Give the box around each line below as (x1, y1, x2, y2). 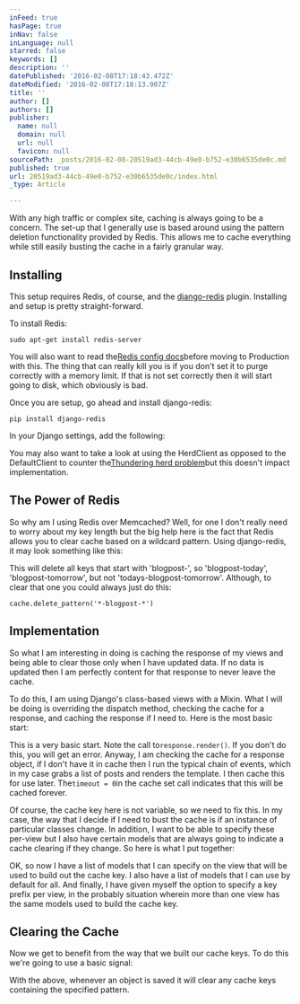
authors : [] (9, 105, 54, 114)
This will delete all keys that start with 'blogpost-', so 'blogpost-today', (9, 562, 269, 573)
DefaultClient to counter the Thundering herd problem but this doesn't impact (9, 457, 290, 468)
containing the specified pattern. (9, 984, 130, 995)
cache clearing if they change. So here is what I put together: (9, 842, 236, 853)
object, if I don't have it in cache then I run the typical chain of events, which (9, 758, 291, 769)
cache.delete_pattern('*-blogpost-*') (9, 599, 154, 608)
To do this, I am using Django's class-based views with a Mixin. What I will (9, 693, 283, 704)
